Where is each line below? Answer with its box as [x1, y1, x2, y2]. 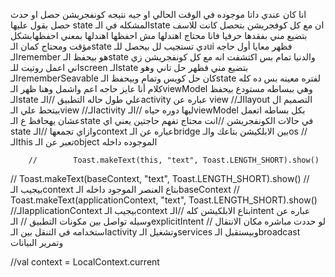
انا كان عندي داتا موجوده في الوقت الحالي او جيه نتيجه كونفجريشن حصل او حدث [10, 9, 307, 20]
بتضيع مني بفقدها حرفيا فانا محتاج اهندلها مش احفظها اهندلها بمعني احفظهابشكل [10, 30, 308, 41]
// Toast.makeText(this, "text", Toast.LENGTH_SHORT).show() [28, 155, 320, 165]
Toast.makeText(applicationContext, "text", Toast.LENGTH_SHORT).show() [10, 194, 318, 206]
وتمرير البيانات [10, 237, 64, 248]
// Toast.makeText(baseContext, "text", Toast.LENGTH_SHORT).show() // [10, 173, 310, 184]
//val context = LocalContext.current [10, 256, 160, 268]
